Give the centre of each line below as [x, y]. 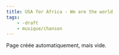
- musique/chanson [40, 28]
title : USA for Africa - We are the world [59, 12]
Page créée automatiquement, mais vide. [57, 45]
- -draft [28, 23]
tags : [13, 17]
